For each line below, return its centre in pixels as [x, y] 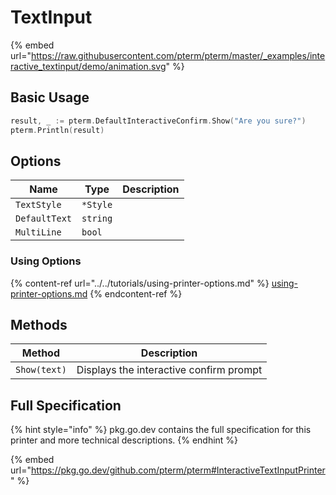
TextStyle [38, 205]
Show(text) [41, 370]
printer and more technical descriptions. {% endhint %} [124, 440]
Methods [39, 325]
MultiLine [38, 232]
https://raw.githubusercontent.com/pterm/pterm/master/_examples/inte [178, 55]
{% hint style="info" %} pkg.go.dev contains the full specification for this [161, 430]
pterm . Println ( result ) [57, 130]
